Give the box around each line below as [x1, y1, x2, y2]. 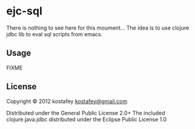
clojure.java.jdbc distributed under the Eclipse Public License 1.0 [6, 116, 167, 123]
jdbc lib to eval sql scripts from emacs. [6, 30, 103, 37]
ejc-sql [6, 4, 42, 18]
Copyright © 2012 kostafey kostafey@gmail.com [6, 98, 128, 105]
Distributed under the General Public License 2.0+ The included [6, 109, 165, 116]
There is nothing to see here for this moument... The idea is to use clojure [6, 24, 190, 31]
